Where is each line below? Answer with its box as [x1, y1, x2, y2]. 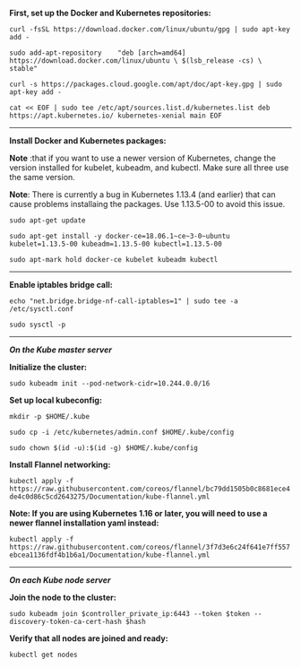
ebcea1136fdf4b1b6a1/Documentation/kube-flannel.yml [9, 551, 211, 560]
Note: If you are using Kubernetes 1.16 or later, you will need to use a [9, 508, 268, 518]
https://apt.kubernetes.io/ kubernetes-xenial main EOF [9, 111, 222, 120]
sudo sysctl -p [9, 320, 66, 329]
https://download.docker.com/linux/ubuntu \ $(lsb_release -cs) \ [9, 56, 262, 65]
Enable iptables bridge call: [9, 280, 114, 290]
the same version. [9, 172, 76, 182]
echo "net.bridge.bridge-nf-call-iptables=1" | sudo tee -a [9, 297, 239, 306]
